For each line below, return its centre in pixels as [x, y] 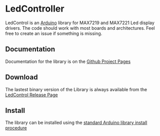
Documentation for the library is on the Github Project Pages [68, 61]
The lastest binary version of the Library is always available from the [76, 89]
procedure [16, 128]
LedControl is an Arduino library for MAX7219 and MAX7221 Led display [80, 23]
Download [21, 77]
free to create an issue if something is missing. [54, 33]
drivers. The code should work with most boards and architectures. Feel [80, 28]
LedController [35, 9]
